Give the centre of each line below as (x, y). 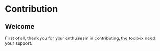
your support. (19, 43)
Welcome (20, 27)
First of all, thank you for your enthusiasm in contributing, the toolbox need (80, 38)
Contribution (31, 9)
